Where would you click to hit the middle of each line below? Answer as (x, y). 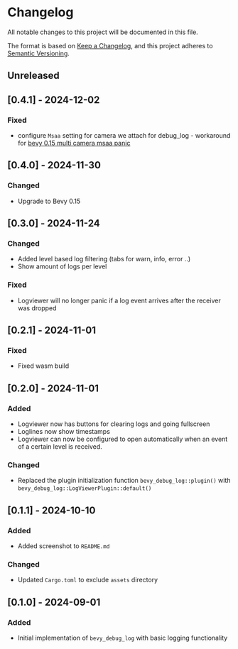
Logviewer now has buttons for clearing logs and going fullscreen (114, 424)
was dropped (37, 308)
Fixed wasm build (43, 366)
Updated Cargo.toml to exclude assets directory (88, 580)
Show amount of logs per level (62, 266)
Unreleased (34, 76)
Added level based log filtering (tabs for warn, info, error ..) (104, 259)
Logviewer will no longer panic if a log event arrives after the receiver (119, 300)
